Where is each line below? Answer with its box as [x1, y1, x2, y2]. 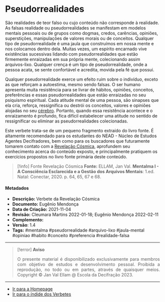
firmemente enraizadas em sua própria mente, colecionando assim [5, 56, 140, 62]
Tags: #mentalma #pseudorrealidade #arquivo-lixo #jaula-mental [12, 227, 145, 233]
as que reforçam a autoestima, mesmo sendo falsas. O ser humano [5, 81, 141, 87]
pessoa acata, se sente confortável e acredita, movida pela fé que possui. [5, 66, 155, 72]
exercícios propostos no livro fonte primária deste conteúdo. [5, 153, 128, 159]
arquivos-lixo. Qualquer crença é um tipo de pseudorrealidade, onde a [5, 61, 147, 67]
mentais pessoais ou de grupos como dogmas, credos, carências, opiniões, [5, 30, 158, 36]
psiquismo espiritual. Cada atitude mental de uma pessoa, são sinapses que [5, 97, 159, 103]
